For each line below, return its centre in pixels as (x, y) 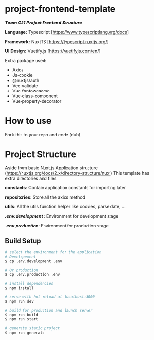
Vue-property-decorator (37, 101)
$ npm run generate (25, 333)
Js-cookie (22, 75)
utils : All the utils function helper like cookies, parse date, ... (65, 206)
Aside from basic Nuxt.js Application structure (52, 168)
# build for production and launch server (49, 310)
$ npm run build (22, 315)
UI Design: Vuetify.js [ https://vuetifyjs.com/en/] (53, 51)
